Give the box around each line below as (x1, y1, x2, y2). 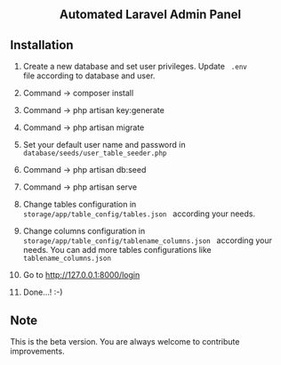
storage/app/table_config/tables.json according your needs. (22, 208, 256, 219)
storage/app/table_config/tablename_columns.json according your (22, 235, 272, 246)
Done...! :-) (22, 287, 63, 297)
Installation (10, 37, 74, 53)
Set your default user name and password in (22, 140, 186, 150)
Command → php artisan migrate (22, 122, 145, 133)
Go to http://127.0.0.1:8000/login (22, 270, 140, 280)
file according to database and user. (22, 70, 156, 81)
